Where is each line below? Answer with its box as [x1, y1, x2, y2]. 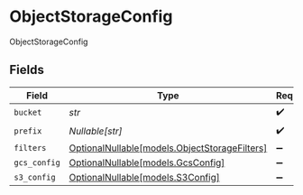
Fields [9, 62, 45, 78]
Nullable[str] [69, 125, 124, 137]
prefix [14, 126, 42, 136]
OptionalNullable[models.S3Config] [69, 171, 220, 183]
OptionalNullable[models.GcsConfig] [69, 156, 225, 169]
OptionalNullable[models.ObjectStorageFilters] [69, 142, 268, 154]
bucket [14, 107, 42, 118]
